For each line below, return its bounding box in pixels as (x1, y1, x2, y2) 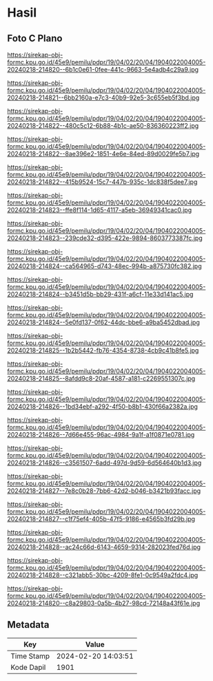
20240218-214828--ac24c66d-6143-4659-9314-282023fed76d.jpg (7, 543, 201, 551)
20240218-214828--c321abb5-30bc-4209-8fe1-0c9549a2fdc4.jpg (7, 571, 199, 579)
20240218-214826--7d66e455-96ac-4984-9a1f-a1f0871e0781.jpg (7, 431, 195, 438)
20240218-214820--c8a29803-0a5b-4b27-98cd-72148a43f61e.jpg (7, 599, 201, 607)
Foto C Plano (7, 32, 63, 44)
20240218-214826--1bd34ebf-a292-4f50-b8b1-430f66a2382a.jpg (7, 402, 199, 411)
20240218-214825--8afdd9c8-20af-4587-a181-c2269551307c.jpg (7, 375, 196, 382)
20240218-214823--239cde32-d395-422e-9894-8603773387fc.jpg (7, 234, 203, 242)
